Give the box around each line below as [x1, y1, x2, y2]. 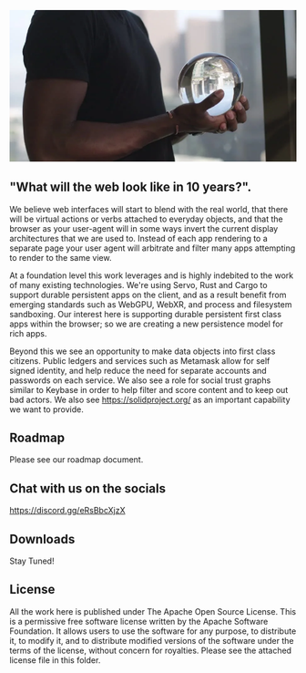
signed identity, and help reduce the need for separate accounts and [9, 365, 267, 376]
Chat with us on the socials [9, 481, 167, 496]
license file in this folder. [9, 654, 101, 666]
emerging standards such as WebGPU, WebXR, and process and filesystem [9, 298, 292, 310]
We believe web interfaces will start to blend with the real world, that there [9, 203, 289, 214]
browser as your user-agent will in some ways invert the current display [9, 223, 279, 233]
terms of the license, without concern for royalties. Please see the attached [9, 645, 292, 656]
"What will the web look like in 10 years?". [9, 180, 252, 195]
